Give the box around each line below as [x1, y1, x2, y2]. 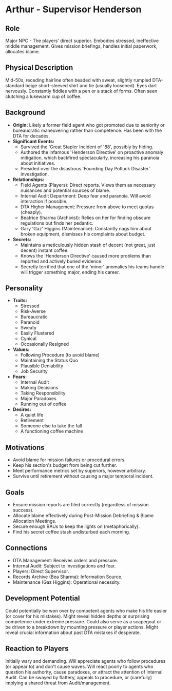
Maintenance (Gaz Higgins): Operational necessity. [12, 579, 121, 585]
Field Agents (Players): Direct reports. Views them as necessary [20, 182, 156, 188]
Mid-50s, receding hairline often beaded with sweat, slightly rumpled [5, 77, 151, 83]
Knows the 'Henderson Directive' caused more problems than [20, 252, 151, 259]
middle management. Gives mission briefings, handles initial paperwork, [5, 43, 158, 49]
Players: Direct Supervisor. [12, 568, 69, 574]
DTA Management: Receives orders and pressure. [12, 557, 118, 563]
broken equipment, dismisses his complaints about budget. [20, 231, 146, 237]
